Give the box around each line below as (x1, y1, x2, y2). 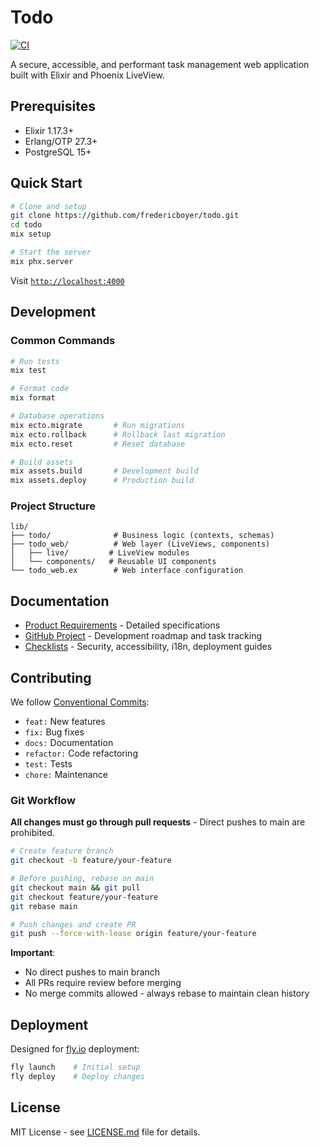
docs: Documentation (24, 737, 114, 749)
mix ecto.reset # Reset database (10, 439, 186, 449)
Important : (10, 947, 56, 959)
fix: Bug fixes (24, 726, 85, 738)
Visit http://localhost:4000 (10, 274, 125, 286)
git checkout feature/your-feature (10, 892, 159, 902)
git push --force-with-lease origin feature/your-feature (10, 929, 257, 939)
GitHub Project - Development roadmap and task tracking (24, 630, 262, 642)
